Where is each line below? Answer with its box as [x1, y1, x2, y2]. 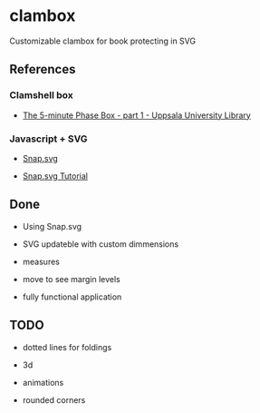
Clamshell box [9, 89, 74, 102]
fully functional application [22, 291, 122, 302]
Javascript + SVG [9, 133, 88, 145]
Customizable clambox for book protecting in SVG [9, 35, 197, 46]
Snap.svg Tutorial [22, 170, 89, 182]
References [9, 62, 76, 77]
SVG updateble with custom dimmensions [22, 238, 179, 250]
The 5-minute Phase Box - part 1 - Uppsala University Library [22, 110, 251, 121]
